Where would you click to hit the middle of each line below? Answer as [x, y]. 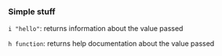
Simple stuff [32, 12]
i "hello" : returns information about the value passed [96, 29]
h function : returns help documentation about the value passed [111, 44]
